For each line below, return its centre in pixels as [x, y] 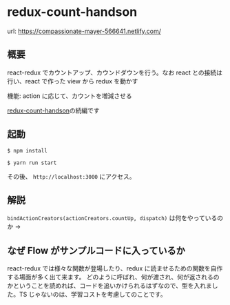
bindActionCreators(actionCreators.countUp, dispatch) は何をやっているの [115, 218]
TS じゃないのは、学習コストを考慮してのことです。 [93, 295]
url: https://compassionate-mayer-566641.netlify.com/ [84, 31]
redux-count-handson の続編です [53, 110]
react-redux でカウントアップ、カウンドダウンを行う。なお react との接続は [115, 72]
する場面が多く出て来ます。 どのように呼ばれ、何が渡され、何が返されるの [113, 277]
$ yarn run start [32, 163]
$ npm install [28, 150]
